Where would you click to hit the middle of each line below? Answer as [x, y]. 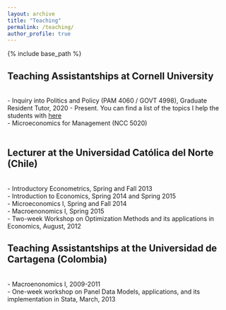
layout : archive [31, 14]
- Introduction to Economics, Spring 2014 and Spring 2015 [92, 196]
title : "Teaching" [34, 21]
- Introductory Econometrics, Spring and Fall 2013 [80, 188]
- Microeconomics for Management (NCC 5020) [77, 123]
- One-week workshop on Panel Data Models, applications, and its [104, 292]
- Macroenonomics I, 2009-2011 [54, 284]
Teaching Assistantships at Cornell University [111, 76]
